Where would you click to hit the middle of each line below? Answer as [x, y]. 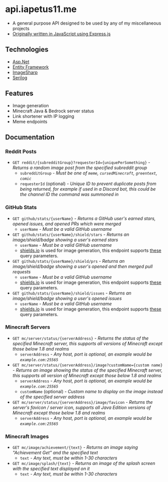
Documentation [30, 137]
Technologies [27, 49]
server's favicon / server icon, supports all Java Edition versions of [81, 407]
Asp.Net [21, 62]
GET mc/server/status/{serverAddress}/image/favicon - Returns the [82, 402]
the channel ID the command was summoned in [69, 195]
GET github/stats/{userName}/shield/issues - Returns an [72, 293]
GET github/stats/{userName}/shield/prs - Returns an [68, 261]
